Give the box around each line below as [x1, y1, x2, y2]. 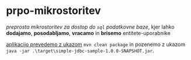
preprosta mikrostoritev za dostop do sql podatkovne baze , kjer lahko [6, 23, 175, 30]
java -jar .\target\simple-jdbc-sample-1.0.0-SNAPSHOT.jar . [6, 47, 154, 54]
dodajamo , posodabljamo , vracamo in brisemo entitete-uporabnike [6, 29, 171, 36]
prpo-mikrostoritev [6, 4, 101, 17]
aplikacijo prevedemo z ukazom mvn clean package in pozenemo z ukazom [6, 41, 186, 48]
